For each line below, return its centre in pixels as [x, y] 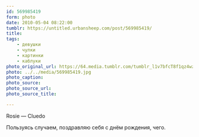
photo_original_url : [32, 66]
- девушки [29, 45]
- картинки [30, 56]
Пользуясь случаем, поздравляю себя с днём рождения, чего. [86, 127]
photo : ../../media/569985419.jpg [49, 72]
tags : [13, 39]
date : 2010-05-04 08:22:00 [39, 22]
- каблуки [29, 61]
